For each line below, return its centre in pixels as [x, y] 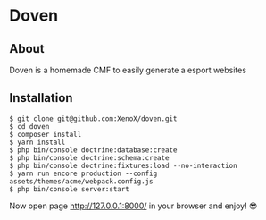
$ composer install [46, 134]
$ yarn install [37, 142]
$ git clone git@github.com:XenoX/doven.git [93, 118]
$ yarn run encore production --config [83, 173]
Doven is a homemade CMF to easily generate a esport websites [128, 70]
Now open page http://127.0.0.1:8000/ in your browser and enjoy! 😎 [133, 206]
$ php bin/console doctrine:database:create [93, 150]
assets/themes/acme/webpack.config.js [81, 181]
